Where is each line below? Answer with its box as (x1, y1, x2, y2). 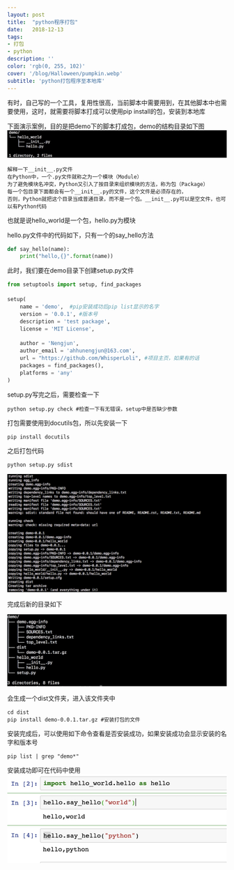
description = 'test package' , (19, 318, 111, 325)
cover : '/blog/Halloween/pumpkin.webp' (7, 70, 123, 77)
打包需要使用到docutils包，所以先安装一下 (7, 418, 127, 427)
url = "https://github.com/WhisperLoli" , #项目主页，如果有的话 (19, 355, 200, 362)
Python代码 (17, 203, 47, 210)
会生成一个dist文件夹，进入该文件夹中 (7, 694, 116, 703)
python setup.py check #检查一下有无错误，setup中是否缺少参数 (7, 405, 178, 413)
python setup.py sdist (7, 461, 73, 468)
